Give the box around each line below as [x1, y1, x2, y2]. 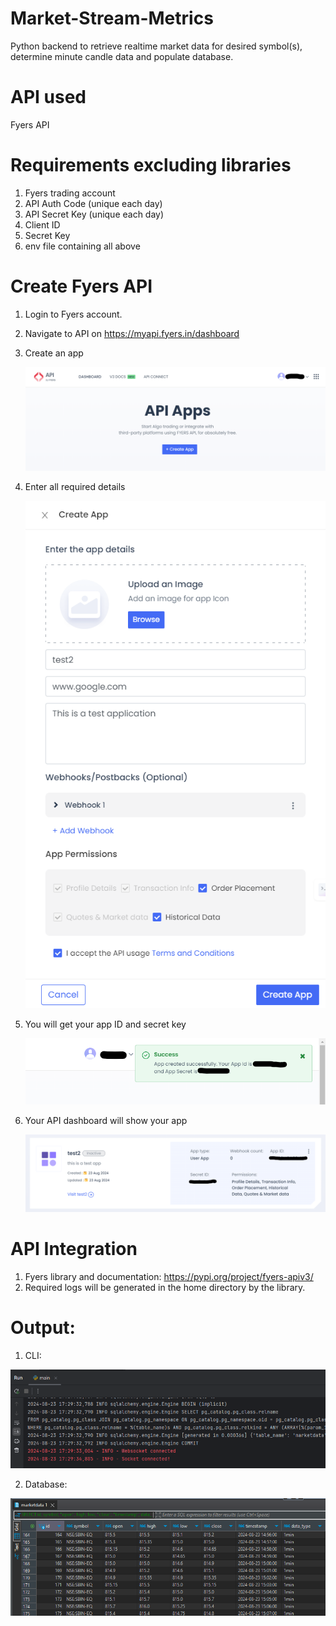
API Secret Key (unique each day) [24, 208, 165, 220]
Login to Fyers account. [24, 308, 123, 320]
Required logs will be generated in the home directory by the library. [24, 1281, 306, 1293]
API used [10, 86, 87, 109]
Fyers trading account [24, 187, 116, 199]
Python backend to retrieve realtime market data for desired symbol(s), [10, 40, 303, 52]
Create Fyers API [10, 275, 153, 297]
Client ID [24, 218, 61, 231]
